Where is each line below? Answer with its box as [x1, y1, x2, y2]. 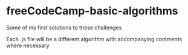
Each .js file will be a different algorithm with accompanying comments [6, 35, 183, 42]
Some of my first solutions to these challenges [6, 24, 122, 31]
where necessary [6, 42, 50, 49]
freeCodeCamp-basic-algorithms [6, 4, 178, 18]
